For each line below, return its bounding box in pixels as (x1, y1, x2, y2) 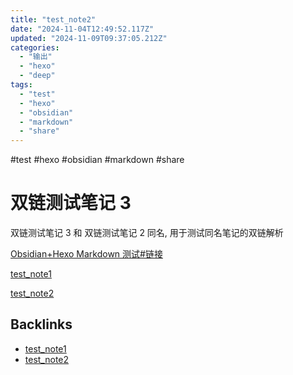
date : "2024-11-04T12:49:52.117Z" (10, 24, 155, 34)
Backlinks (10, 316, 73, 333)
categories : (10, 42, 60, 53)
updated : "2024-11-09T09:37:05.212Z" (10, 33, 168, 43)
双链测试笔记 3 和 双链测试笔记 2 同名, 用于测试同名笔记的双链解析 (10, 227, 284, 239)
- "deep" (19, 71, 56, 81)
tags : (10, 80, 33, 90)
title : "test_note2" (10, 14, 97, 25)
